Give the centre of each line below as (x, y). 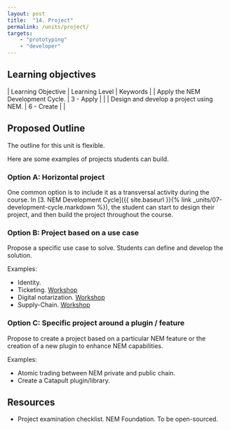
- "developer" (40, 46)
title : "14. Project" (40, 20)
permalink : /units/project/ (48, 27)
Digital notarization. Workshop (61, 298)
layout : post (26, 14)
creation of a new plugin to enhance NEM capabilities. (85, 346)
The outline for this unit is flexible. (56, 145)
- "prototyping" (44, 40)
